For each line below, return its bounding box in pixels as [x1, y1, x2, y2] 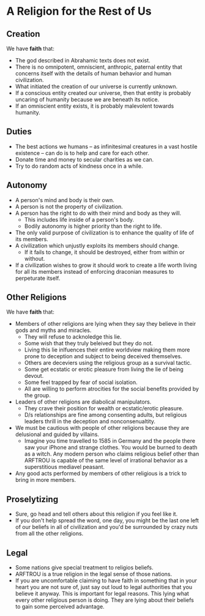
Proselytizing [6, 494, 59, 505]
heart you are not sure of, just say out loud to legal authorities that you [15, 584, 193, 591]
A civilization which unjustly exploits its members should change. [15, 242, 179, 249]
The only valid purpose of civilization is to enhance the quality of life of [15, 228, 195, 236]
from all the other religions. [15, 530, 84, 537]
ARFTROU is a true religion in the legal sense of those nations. [15, 571, 173, 578]
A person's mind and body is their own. [15, 196, 114, 203]
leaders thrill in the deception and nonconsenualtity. [24, 418, 156, 425]
